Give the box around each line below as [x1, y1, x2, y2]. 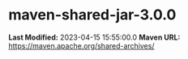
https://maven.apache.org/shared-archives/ [8, 40, 155, 50]
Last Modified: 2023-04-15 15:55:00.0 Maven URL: [8, 32, 181, 42]
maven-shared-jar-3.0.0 [8, 6, 177, 24]
